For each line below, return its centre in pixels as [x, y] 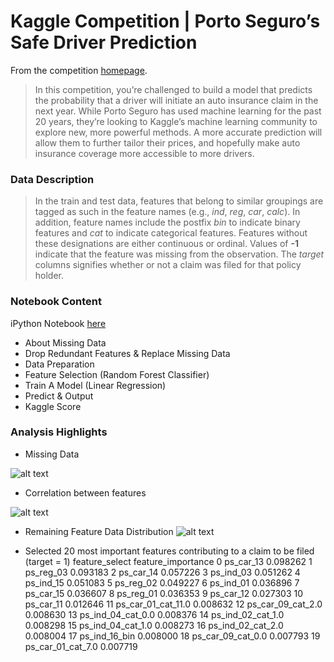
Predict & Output [59, 396]
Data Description [52, 179]
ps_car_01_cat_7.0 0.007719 [81, 646]
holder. [49, 276]
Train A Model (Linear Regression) [95, 385]
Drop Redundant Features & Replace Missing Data [127, 353]
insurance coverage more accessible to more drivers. [144, 153]
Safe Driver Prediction [104, 42]
